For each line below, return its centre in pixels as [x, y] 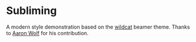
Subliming [32, 11]
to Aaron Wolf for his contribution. [47, 33]
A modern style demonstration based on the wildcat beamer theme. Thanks [98, 27]
